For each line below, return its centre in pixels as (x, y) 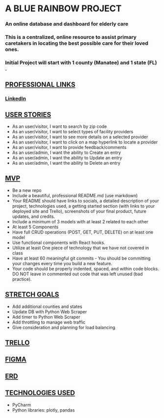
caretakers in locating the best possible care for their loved (77, 43)
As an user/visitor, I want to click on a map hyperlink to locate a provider (85, 142)
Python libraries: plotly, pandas (43, 410)
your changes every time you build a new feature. (62, 263)
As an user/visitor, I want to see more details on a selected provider (80, 137)
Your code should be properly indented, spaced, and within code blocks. (85, 269)
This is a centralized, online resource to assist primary (71, 37)
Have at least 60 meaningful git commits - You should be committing (81, 258)
